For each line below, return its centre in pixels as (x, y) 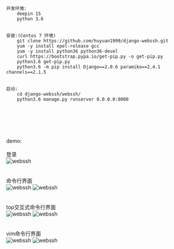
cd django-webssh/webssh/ (49, 94)
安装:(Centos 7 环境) (31, 36)
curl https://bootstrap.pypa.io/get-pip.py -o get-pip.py (90, 57)
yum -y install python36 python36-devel (67, 51)
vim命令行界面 (24, 234)
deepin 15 (29, 14)
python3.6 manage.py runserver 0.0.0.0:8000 (73, 99)
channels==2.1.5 (26, 72)
